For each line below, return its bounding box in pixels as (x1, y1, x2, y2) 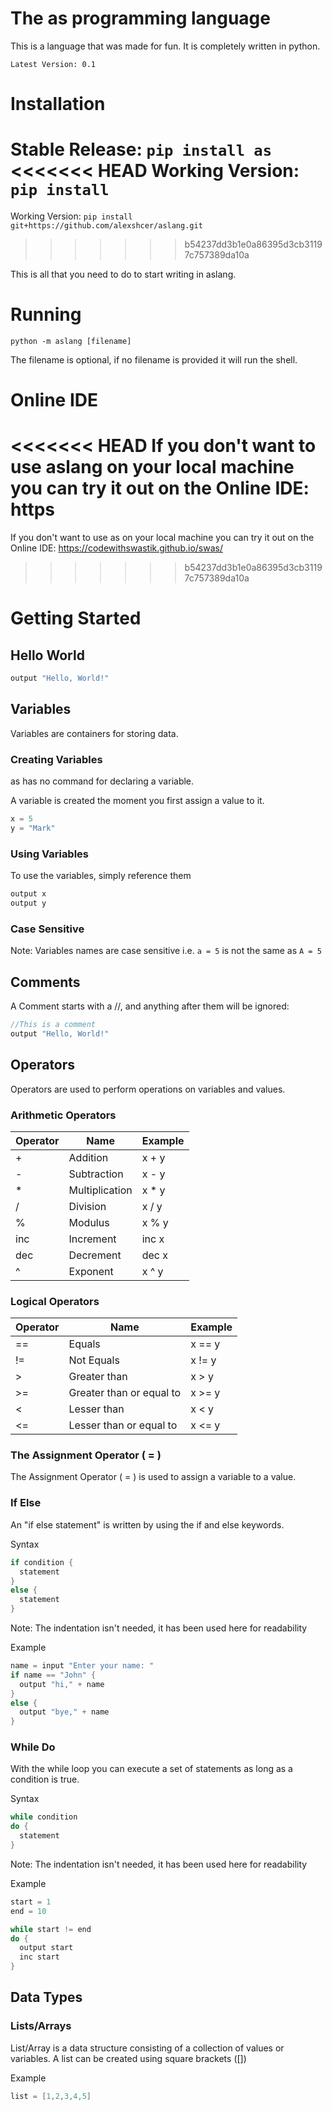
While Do (10, 1740, 56, 1754)
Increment (68, 1232, 117, 1246)
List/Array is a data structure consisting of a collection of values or (10, 2042, 285, 2054)
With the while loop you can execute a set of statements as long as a (10, 1763, 293, 1775)
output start (19, 1943, 74, 1953)
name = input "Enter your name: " (10, 1661, 155, 1671)
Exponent (68, 1264, 114, 1278)
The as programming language (10, 7, 271, 30)
